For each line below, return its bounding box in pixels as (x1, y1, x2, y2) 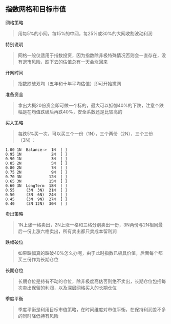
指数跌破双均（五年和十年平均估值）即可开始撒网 (17, 80, 121, 86)
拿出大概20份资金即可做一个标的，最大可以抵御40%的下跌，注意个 (17, 102, 160, 108)
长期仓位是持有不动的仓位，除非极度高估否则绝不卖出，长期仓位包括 (17, 278, 162, 284)
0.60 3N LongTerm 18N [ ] (5, 183, 68, 188)
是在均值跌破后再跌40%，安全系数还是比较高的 (22, 108, 123, 115)
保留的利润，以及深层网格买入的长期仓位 (31, 284, 117, 291)
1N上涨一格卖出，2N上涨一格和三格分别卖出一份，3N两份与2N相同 (17, 221, 159, 227)
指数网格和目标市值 (5, 5, 66, 14)
